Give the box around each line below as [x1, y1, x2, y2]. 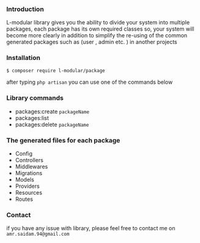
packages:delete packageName [15, 121, 89, 128]
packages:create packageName [15, 108, 90, 115]
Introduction [6, 5, 44, 13]
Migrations [15, 170, 43, 177]
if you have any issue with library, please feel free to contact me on [6, 225, 176, 232]
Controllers [15, 157, 44, 164]
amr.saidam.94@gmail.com [6, 231, 70, 237]
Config [15, 150, 32, 157]
